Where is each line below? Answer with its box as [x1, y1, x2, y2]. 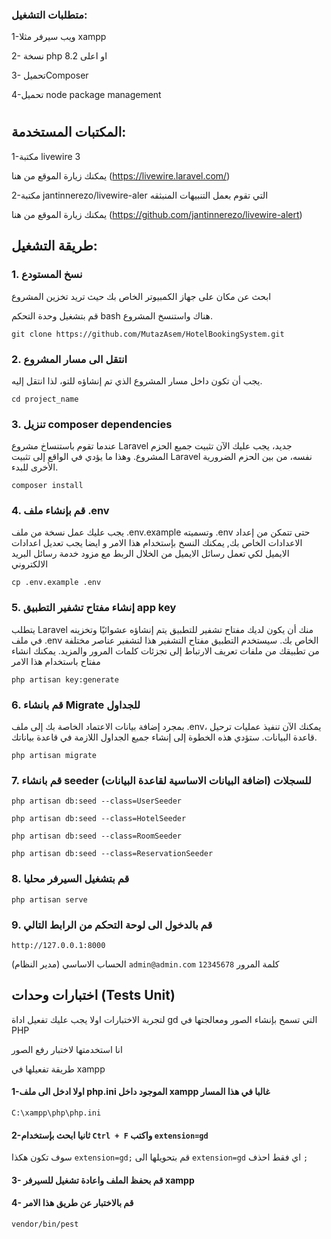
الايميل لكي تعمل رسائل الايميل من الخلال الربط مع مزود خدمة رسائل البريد [11, 548, 290, 560]
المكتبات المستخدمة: [11, 124, 127, 141]
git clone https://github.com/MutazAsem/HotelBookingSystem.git [11, 329, 285, 339]
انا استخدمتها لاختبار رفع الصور [11, 1043, 123, 1055]
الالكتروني [11, 558, 49, 570]
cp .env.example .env [11, 578, 102, 588]
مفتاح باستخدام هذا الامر [11, 655, 101, 667]
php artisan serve [11, 894, 88, 905]
